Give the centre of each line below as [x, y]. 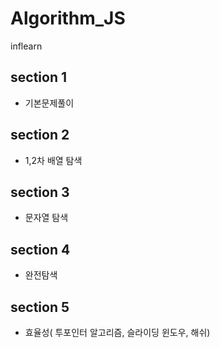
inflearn [26, 46]
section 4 [40, 249]
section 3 [40, 192]
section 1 [38, 77]
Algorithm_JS [68, 18]
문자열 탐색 [46, 218]
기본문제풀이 [49, 103]
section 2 [40, 135]
